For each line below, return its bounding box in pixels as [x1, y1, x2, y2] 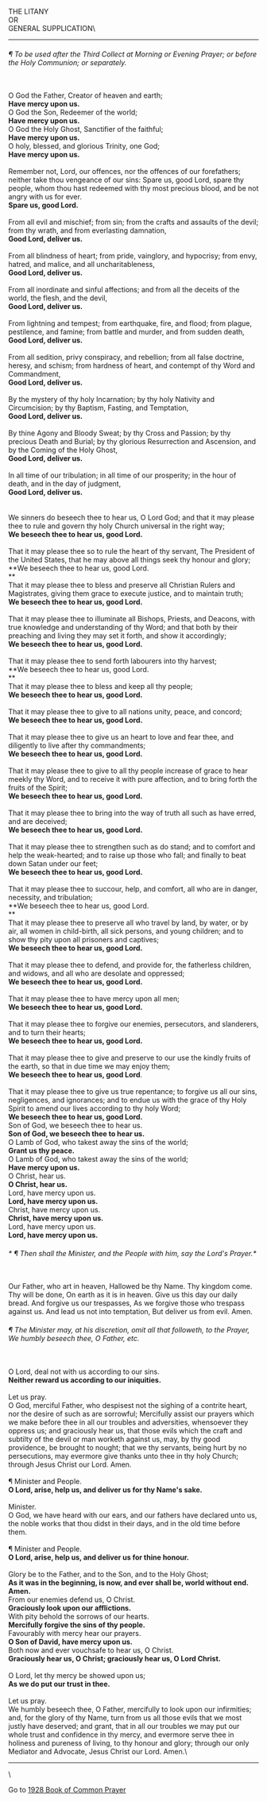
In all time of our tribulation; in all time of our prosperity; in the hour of [8, 470, 237, 480]
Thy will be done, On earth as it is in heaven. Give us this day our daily [8, 1290, 238, 1300]
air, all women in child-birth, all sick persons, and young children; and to [8, 926, 244, 936]
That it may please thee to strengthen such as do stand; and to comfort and [8, 842, 256, 852]
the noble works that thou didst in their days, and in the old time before [8, 1518, 241, 1528]
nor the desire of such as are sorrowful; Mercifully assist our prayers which [8, 1409, 254, 1418]
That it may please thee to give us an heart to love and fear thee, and [8, 733, 234, 742]
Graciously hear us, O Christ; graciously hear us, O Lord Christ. [8, 1653, 221, 1663]
